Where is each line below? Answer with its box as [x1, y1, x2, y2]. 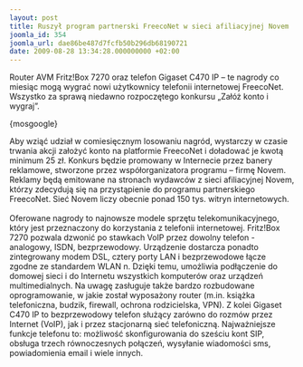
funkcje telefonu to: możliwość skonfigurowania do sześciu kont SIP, [9, 328, 265, 340]
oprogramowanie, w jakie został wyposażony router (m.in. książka [9, 290, 256, 301]
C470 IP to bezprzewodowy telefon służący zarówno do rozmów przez [9, 309, 273, 320]
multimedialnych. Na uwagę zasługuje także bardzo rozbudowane [9, 280, 255, 291]
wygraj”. [9, 101, 40, 111]
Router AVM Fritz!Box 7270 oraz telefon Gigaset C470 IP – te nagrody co [9, 72, 279, 82]
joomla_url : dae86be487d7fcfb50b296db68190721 [9, 38, 188, 48]
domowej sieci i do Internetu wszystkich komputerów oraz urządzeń [9, 271, 264, 282]
